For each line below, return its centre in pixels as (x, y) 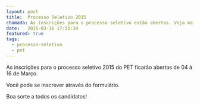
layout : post (22, 12)
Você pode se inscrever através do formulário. (63, 85)
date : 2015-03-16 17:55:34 (42, 28)
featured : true (25, 34)
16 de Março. (22, 73)
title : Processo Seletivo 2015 (46, 17)
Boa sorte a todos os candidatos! (47, 96)
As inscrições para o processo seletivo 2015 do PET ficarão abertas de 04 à (99, 67)
